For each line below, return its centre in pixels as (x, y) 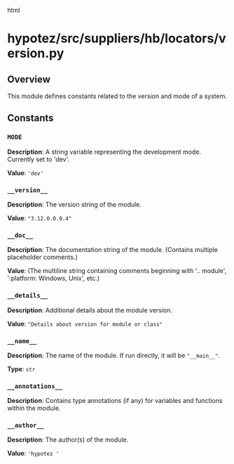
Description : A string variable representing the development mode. (104, 152)
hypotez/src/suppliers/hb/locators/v (117, 39)
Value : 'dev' (26, 173)
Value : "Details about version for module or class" (85, 324)
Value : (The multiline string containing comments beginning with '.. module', (117, 271)
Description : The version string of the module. (75, 204)
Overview (29, 79)
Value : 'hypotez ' (33, 453)
